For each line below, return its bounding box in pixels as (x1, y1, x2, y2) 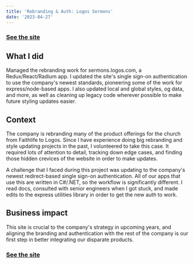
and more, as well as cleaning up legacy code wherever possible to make (6, 92, 182, 99)
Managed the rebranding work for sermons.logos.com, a (6, 67, 142, 74)
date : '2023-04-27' (6, 14, 54, 20)
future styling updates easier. (6, 98, 76, 105)
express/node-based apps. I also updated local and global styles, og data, (6, 85, 185, 92)
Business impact (6, 208, 68, 218)
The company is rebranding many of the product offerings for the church (6, 130, 181, 137)
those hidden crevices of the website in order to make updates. (6, 155, 158, 162)
